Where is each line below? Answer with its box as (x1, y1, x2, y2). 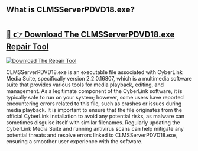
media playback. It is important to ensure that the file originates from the (6, 107, 182, 113)
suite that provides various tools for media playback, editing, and (6, 81, 164, 88)
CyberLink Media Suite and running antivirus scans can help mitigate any (6, 126, 184, 132)
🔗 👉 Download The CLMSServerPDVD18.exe (6, 29, 175, 39)
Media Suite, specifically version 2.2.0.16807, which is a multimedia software (6, 75, 192, 82)
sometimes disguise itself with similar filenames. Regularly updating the (6, 119, 180, 126)
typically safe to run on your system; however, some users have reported (6, 94, 184, 101)
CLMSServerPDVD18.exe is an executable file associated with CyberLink (6, 69, 183, 76)
